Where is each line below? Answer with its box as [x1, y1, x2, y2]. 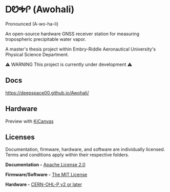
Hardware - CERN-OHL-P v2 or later [5, 181, 82, 187]
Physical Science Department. [5, 51, 69, 57]
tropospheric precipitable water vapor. [5, 36, 86, 42]
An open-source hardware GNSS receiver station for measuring [5, 31, 140, 37]
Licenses [5, 133, 35, 141]
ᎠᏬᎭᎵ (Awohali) [5, 4, 75, 15]
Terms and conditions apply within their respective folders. [5, 152, 130, 158]
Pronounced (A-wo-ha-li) [5, 20, 59, 27]
